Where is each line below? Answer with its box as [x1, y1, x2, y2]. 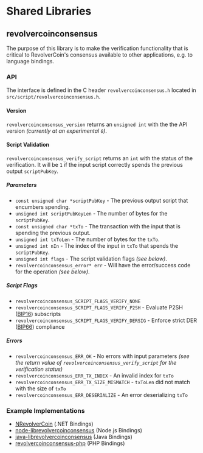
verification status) [15, 365, 63, 373]
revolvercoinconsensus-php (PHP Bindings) [15, 440, 125, 447]
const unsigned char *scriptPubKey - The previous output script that [15, 197, 188, 204]
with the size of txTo [15, 385, 66, 392]
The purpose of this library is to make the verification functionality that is [6, 44, 188, 52]
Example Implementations [6, 406, 85, 415]
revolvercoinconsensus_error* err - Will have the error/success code [15, 261, 191, 269]
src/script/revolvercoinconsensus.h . [6, 93, 101, 100]
